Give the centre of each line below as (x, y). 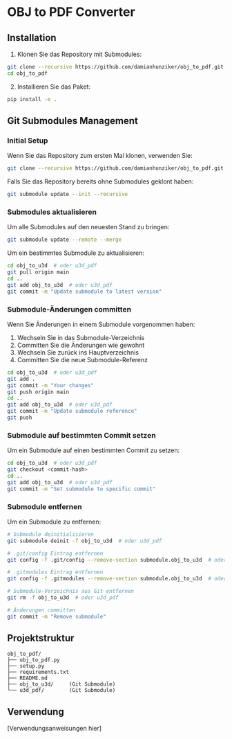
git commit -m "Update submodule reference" (72, 411)
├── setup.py (26, 666)
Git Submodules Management (72, 121)
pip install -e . (32, 99)
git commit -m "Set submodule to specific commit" (81, 489)
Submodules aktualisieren (52, 212)
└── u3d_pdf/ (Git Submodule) (61, 691)
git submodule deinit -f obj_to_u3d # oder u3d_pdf (85, 541)
